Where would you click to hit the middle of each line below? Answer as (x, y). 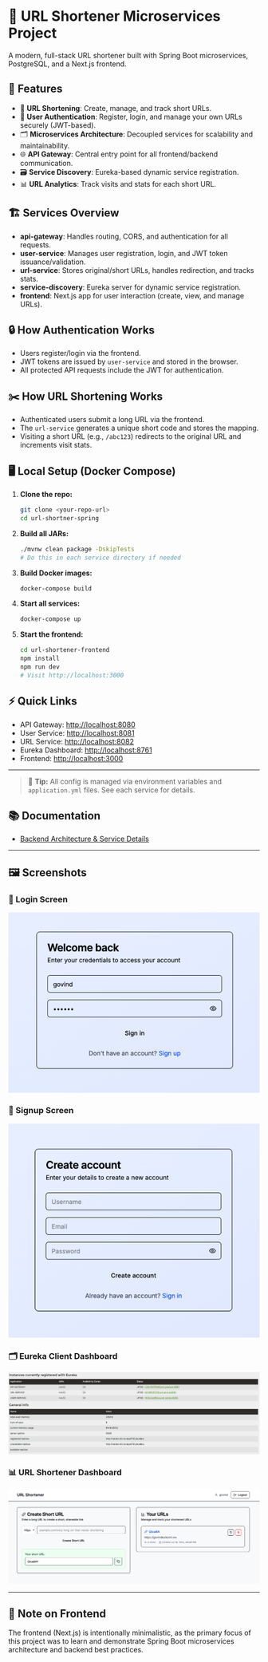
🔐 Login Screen (38, 899)
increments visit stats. (56, 445)
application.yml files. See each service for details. (111, 790)
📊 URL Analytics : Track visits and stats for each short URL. (118, 184)
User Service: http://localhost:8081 (77, 732)
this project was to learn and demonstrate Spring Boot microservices (121, 1641)
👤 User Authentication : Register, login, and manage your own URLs (131, 116)
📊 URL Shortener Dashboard (65, 1473)
